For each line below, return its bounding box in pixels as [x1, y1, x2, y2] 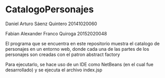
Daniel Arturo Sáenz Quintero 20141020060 [5, 21, 97, 27]
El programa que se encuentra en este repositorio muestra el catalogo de [5, 40, 160, 47]
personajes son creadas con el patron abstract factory [5, 51, 120, 57]
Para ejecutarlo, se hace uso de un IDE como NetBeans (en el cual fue [5, 61, 154, 67]
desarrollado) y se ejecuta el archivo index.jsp [5, 67, 102, 73]
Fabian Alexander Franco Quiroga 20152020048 [5, 30, 107, 36]
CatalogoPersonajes [5, 4, 94, 15]
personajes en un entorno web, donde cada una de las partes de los [5, 46, 150, 52]
